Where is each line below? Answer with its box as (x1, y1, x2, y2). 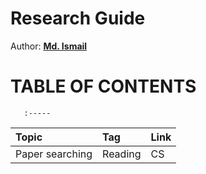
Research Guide (10, 7, 146, 30)
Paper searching (15, 147, 93, 161)
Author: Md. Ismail (10, 40, 88, 52)
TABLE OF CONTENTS (10, 75, 197, 98)
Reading (102, 147, 142, 161)
